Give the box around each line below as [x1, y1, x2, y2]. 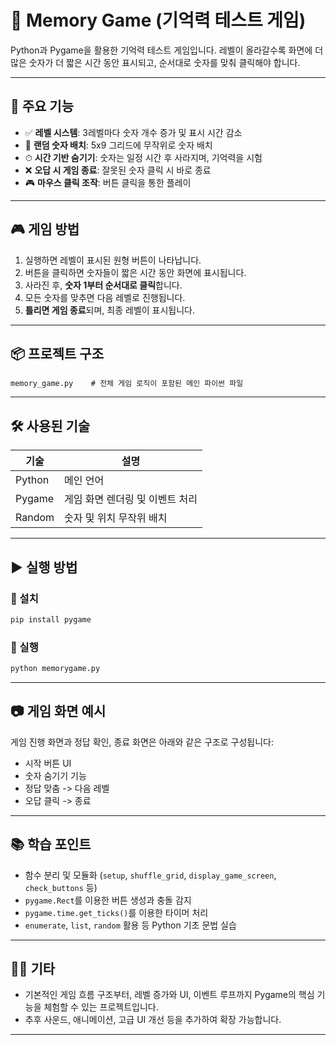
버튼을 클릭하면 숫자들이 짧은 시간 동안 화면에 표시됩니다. [24, 266, 247, 278]
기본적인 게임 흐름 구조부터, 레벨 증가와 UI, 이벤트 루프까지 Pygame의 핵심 [24, 989, 315, 1001]
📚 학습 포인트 [10, 836, 92, 853]
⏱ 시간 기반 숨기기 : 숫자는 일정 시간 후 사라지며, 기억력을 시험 [24, 151, 263, 163]
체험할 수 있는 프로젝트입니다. [43, 1001, 159, 1013]
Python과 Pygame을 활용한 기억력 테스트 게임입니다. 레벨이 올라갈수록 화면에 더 [10, 44, 324, 56]
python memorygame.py [10, 664, 101, 674]
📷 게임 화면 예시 [10, 703, 107, 720]
